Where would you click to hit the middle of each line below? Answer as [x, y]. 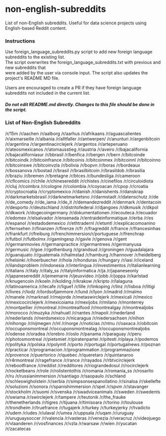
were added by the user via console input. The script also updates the [77, 73]
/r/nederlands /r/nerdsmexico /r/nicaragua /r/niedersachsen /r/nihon [75, 318]
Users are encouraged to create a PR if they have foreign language [73, 88]
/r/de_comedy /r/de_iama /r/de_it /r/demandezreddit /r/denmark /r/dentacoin [83, 202]
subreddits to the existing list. [35, 57]
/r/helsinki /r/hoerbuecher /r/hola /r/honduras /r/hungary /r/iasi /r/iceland [79, 260]
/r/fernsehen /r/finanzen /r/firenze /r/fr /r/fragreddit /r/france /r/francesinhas [83, 228]
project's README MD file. [32, 78]
